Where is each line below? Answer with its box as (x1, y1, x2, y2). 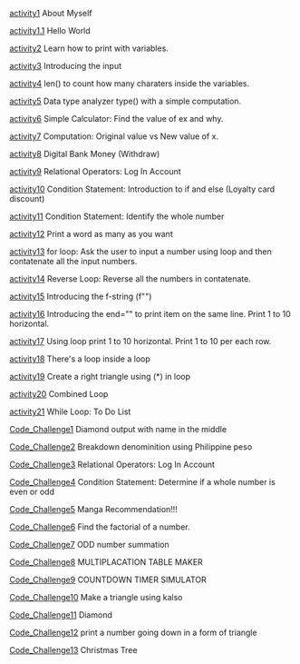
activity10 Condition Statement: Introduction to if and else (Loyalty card (9, 183, 276, 194)
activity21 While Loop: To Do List (9, 406, 131, 417)
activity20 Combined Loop (9, 389, 109, 399)
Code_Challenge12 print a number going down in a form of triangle (9, 627, 257, 638)
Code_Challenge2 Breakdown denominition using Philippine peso (9, 441, 253, 452)
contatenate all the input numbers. (9, 256, 138, 266)
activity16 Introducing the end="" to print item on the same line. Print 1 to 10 (9, 309, 292, 319)
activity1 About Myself (9, 8, 92, 18)
